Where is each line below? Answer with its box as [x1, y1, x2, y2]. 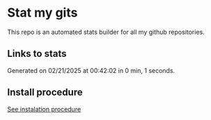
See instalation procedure [7, 105, 81, 113]
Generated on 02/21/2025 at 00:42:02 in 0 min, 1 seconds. [7, 66, 175, 74]
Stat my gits [7, 5, 78, 21]
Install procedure [7, 87, 83, 98]
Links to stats [7, 48, 67, 60]
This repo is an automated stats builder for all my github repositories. [7, 28, 205, 36]
